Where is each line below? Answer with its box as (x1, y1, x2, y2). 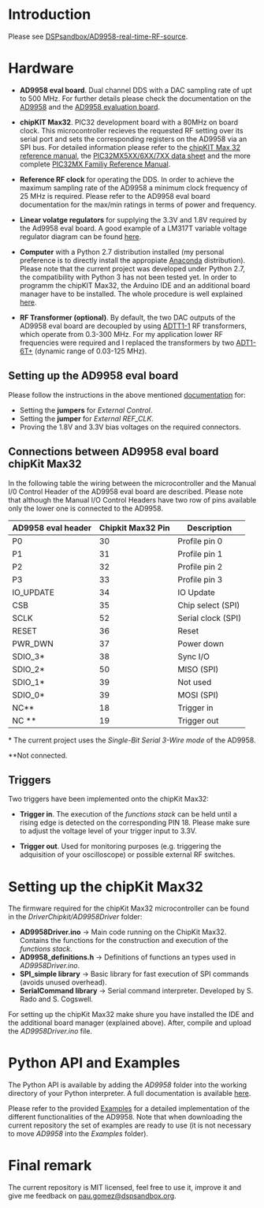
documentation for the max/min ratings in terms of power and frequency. (19, 200, 257, 209)
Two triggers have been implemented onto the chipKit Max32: (8, 795, 209, 804)
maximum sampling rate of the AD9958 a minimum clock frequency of (19, 183, 248, 193)
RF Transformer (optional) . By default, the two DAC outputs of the (19, 312, 236, 322)
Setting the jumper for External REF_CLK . (19, 413, 154, 423)
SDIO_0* (12, 689, 45, 700)
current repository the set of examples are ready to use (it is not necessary (8, 1120, 252, 1130)
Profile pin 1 (177, 548, 223, 559)
